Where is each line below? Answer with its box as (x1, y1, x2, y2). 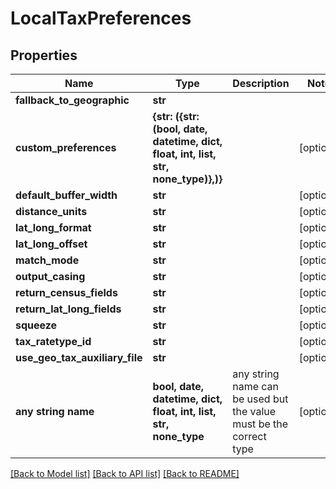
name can (232, 380, 279, 393)
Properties (10, 47, 78, 64)
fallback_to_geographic (15, 93, 130, 107)
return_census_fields (15, 286, 118, 299)
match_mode (15, 253, 80, 267)
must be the (232, 417, 289, 431)
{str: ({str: (152, 110, 200, 123)
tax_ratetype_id (15, 335, 92, 348)
